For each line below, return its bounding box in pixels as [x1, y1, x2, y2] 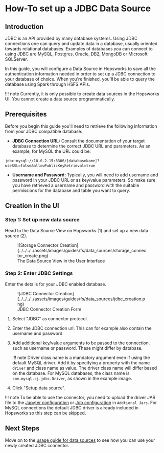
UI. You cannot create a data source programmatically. [5, 96, 115, 102]
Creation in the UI [5, 202, 60, 210]
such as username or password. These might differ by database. [12, 345, 143, 351]
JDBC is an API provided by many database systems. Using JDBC [5, 35, 138, 41]
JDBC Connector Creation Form [17, 306, 82, 312]
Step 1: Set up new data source [5, 216, 80, 223]
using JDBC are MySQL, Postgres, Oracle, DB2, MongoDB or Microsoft [5, 51, 148, 57]
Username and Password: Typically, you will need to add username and [12, 172, 158, 178]
